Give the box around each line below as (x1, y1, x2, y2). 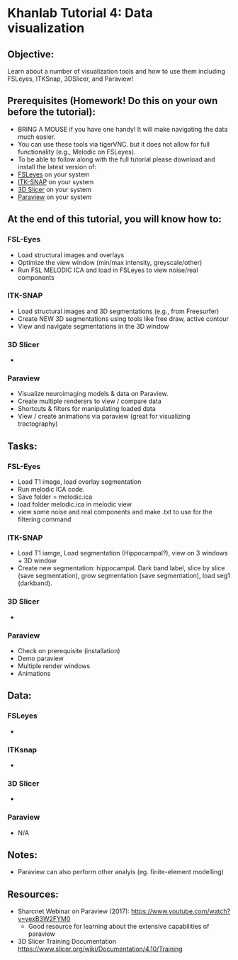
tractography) (17, 419, 58, 428)
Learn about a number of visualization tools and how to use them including (7, 67, 225, 75)
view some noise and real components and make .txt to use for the (17, 508, 212, 516)
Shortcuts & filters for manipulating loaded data (17, 405, 156, 413)
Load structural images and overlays (17, 250, 125, 259)
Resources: (7, 888, 59, 900)
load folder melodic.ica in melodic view (17, 500, 132, 509)
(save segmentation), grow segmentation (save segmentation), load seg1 (17, 572, 230, 580)
